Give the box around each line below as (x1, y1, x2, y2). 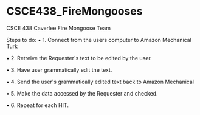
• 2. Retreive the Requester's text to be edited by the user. (6, 54, 152, 61)
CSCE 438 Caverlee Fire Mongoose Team (6, 24, 111, 32)
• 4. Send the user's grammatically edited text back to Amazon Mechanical (6, 78, 195, 85)
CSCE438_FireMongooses (6, 4, 143, 18)
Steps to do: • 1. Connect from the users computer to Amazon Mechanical (6, 36, 191, 43)
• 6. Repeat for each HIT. (6, 102, 69, 109)
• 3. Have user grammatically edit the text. (6, 66, 112, 74)
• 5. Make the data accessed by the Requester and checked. (6, 89, 158, 97)
